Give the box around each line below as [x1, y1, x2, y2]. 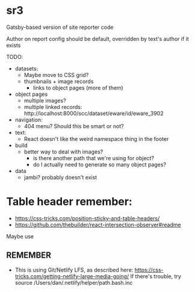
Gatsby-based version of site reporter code [6, 23, 114, 31]
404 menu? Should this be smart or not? [23, 122, 125, 129]
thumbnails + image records [23, 78, 94, 85]
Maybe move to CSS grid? [23, 71, 89, 78]
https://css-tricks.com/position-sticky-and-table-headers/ [14, 214, 160, 222]
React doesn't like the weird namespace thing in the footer [23, 135, 169, 142]
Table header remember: [6, 195, 132, 208]
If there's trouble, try [130, 272, 182, 280]
